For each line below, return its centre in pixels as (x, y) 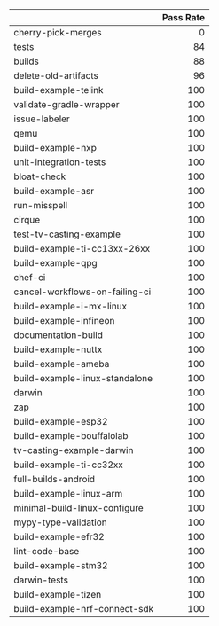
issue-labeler (42, 119)
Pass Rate (184, 17)
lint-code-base (47, 551)
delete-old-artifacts (56, 76)
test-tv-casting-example (67, 234)
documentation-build (59, 335)
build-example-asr (54, 191)
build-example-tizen (58, 595)
